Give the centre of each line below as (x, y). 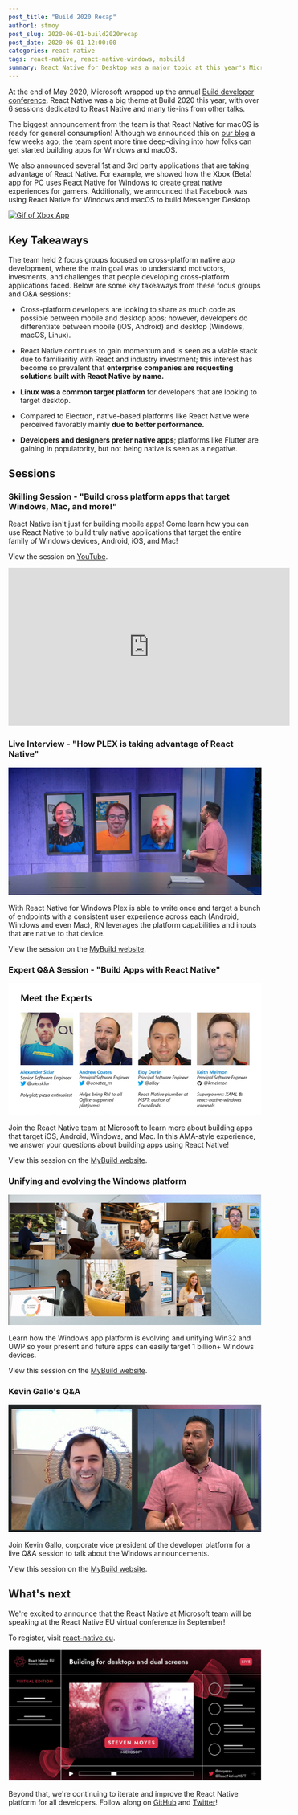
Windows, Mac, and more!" (63, 506)
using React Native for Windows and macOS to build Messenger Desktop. (130, 199)
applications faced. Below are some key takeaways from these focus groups (135, 285)
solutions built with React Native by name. (92, 376)
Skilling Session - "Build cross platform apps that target (119, 496)
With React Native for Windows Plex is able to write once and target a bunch (135, 907)
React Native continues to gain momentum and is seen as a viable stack (139, 350)
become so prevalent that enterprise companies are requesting (127, 367)
